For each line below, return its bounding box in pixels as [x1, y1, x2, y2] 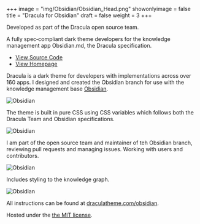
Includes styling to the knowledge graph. [6, 176, 110, 183]
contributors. [6, 152, 39, 159]
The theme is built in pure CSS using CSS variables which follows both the [6, 109, 194, 116]
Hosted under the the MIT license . [6, 211, 93, 218]
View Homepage [15, 61, 58, 67]
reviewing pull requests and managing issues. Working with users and [6, 146, 183, 152]
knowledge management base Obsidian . [6, 85, 109, 92]
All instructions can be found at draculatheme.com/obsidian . [6, 200, 160, 207]
